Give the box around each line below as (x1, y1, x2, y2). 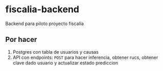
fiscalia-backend (5, 4, 79, 15)
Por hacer (5, 35, 37, 44)
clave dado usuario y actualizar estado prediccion (12, 60, 118, 66)
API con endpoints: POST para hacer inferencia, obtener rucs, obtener (12, 54, 158, 60)
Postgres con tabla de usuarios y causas (12, 49, 99, 55)
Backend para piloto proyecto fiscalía (5, 20, 84, 27)
